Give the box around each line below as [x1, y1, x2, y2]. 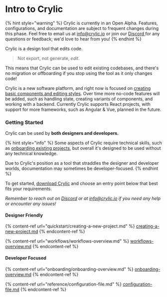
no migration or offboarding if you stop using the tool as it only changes [5, 70, 153, 76]
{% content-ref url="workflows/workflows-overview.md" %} [5, 238, 130, 244]
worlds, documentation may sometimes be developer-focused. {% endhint [5, 166, 159, 172]
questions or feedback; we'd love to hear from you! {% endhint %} [5, 36, 142, 42]
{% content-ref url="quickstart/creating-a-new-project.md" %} [5, 223, 135, 229]
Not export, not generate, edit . [17, 55, 80, 61]
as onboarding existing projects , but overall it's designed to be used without [5, 145, 161, 151]
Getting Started [5, 119, 43, 126]
